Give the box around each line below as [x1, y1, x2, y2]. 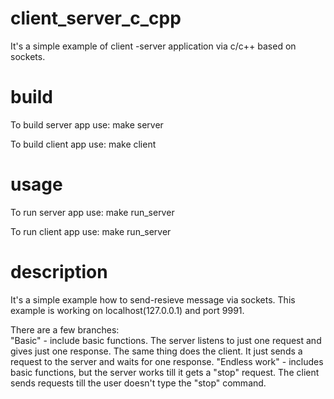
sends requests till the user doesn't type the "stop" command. [10, 377, 267, 389]
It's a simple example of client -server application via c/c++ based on [10, 40, 297, 52]
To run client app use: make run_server [10, 225, 172, 237]
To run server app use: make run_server [10, 206, 175, 218]
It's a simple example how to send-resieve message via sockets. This [10, 293, 296, 306]
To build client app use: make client [10, 138, 157, 150]
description [10, 261, 108, 283]
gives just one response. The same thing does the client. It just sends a [10, 345, 303, 357]
